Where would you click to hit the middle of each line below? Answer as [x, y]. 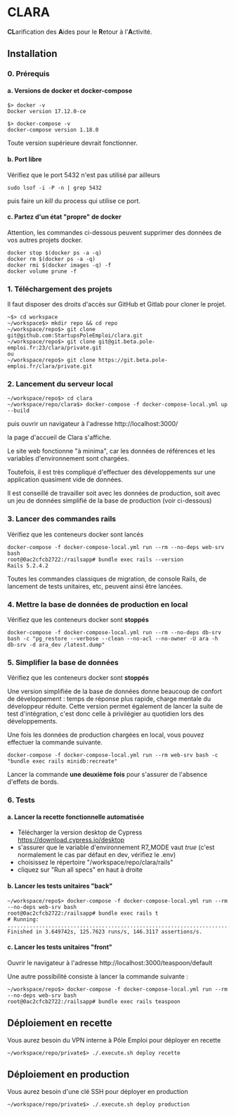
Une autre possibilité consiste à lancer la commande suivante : [98, 976]
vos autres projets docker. [45, 240]
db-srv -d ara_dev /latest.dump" [56, 645]
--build [19, 411]
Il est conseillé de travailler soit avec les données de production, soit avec [114, 494]
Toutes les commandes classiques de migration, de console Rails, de [107, 579]
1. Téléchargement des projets [60, 289]
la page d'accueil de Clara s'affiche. [59, 437]
